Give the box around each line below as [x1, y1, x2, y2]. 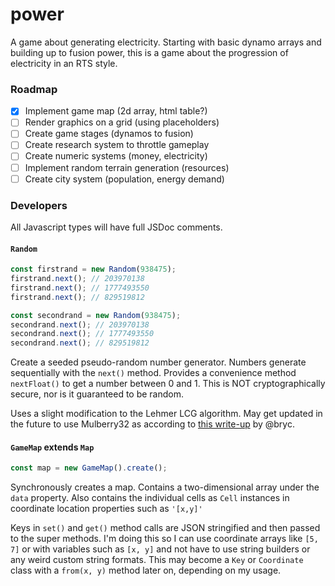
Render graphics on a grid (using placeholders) [24, 116, 220, 128]
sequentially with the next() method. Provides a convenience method [10, 367, 297, 379]
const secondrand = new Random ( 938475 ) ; [10, 310, 182, 320]
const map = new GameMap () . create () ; [10, 463, 168, 473]
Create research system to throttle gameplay [24, 139, 210, 151]
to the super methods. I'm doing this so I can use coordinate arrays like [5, [10, 533, 319, 545]
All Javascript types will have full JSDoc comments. [10, 221, 223, 233]
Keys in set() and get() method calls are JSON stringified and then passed [10, 522, 321, 534]
